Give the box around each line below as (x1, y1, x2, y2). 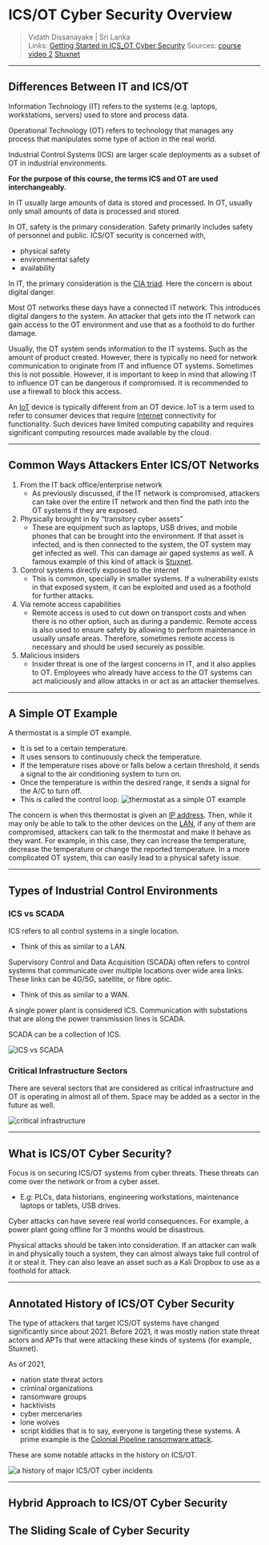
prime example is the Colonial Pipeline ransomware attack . (19, 1434, 214, 1444)
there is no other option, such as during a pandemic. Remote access (31, 616, 258, 626)
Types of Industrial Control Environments (8, 883, 219, 897)
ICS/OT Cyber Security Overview (8, 6, 233, 24)
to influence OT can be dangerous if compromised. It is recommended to (8, 377, 249, 387)
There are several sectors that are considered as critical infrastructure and (8, 1083, 254, 1093)
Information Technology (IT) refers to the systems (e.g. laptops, (8, 101, 218, 111)
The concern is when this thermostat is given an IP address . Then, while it (8, 810, 252, 820)
